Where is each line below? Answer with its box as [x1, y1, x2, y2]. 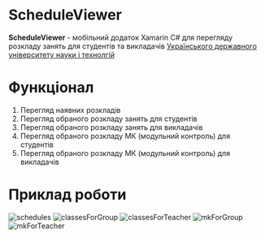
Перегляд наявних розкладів [20, 105, 121, 115]
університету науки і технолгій [8, 50, 115, 59]
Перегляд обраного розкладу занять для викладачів [20, 122, 203, 132]
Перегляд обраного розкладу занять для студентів [20, 114, 198, 123]
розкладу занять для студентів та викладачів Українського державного [8, 41, 258, 50]
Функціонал [8, 79, 94, 97]
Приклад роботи [8, 185, 127, 204]
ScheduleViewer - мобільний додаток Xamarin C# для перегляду [8, 32, 233, 42]
